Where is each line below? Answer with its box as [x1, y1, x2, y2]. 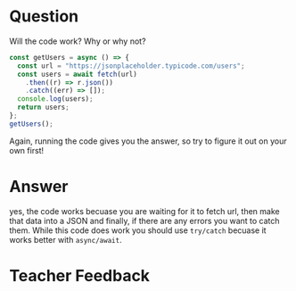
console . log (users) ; [17, 95, 94, 104]
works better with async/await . [9, 234, 122, 245]
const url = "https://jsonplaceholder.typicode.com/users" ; [17, 61, 245, 71]
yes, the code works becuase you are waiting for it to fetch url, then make [9, 205, 280, 216]
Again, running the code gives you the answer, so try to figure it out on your [9, 136, 287, 146]
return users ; [17, 103, 70, 112]
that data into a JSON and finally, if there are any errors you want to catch [9, 215, 280, 226]
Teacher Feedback [9, 265, 150, 286]
